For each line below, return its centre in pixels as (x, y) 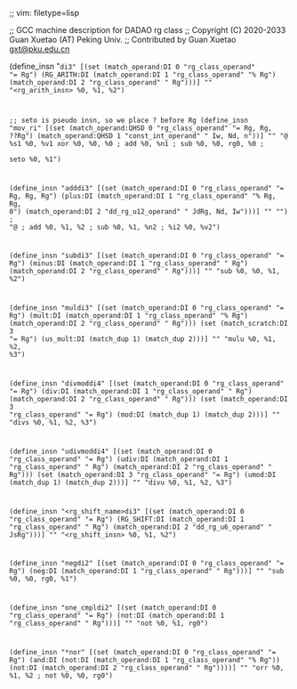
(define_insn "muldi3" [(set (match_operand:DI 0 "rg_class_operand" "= (147, 308)
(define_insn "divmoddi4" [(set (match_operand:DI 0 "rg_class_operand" (147, 384)
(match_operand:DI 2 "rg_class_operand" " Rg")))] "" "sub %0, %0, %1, (144, 272)
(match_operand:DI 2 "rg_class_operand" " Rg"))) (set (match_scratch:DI (149, 324)
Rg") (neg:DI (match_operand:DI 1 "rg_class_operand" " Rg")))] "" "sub (147, 571)
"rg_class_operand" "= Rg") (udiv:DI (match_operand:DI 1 (119, 459)
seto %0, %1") (36, 159)
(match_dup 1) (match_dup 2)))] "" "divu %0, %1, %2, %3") (121, 482)
